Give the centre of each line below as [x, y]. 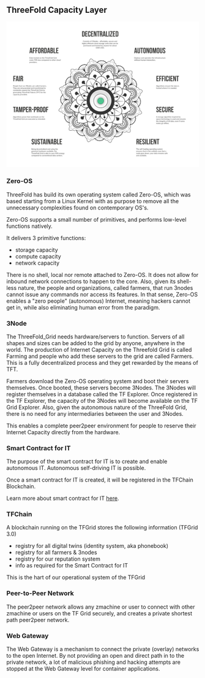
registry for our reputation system [58, 559]
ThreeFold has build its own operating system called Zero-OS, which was [99, 194]
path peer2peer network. [38, 620]
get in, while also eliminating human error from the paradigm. [83, 307]
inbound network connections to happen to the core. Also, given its [91, 281]
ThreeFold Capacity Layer [57, 10]
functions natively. [30, 226]
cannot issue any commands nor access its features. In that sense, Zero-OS [102, 294]
